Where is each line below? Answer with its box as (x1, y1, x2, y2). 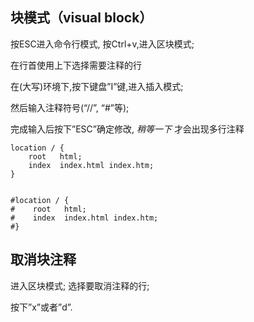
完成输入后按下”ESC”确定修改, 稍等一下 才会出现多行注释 (10, 123, 245, 135)
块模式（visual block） (10, 9, 153, 27)
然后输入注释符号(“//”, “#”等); (10, 101, 130, 113)
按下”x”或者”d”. (10, 301, 73, 313)
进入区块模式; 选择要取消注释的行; (10, 279, 150, 292)
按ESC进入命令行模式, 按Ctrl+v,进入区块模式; (10, 38, 195, 50)
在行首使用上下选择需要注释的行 (10, 59, 142, 71)
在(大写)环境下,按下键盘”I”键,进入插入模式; (10, 80, 184, 92)
